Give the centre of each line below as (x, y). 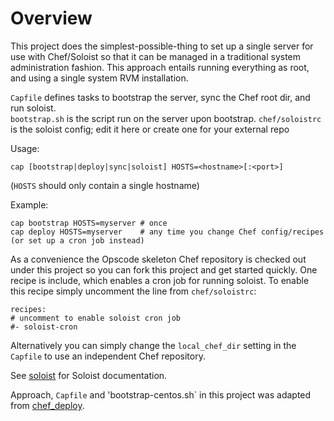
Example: (29, 204)
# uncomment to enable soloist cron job (96, 318)
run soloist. (33, 108)
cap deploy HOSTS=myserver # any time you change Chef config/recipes (167, 232)
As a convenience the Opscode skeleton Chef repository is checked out (158, 259)
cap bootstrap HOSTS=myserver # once (89, 223)
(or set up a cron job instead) (77, 240)
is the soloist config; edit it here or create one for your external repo (150, 129)
